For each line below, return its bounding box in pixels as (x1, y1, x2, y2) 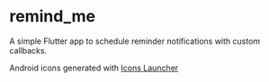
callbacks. (9, 45, 48, 55)
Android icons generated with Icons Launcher (9, 62, 179, 73)
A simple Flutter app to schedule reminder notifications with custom (9, 36, 261, 46)
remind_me (9, 6, 96, 27)
